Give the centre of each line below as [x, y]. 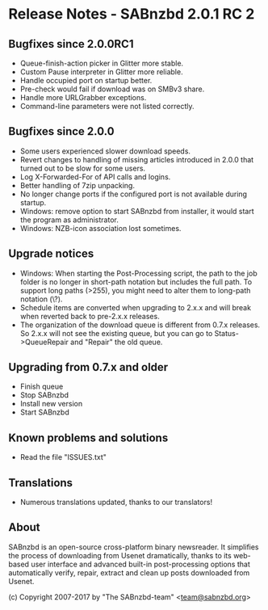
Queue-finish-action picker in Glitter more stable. [102, 63]
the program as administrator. [69, 220]
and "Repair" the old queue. [116, 342]
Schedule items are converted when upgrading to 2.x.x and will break [136, 307]
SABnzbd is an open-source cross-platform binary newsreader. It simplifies [134, 547]
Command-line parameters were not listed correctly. [107, 106]
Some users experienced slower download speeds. [105, 151]
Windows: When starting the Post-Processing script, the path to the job [138, 273]
